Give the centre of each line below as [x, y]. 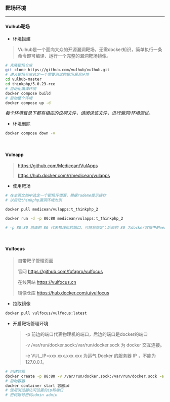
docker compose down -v [30, 133]
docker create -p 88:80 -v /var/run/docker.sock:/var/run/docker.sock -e [85, 376]
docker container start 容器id [37, 386]
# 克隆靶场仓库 [19, 65]
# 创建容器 [15, 371]
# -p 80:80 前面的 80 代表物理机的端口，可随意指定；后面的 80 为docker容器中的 [83, 228]
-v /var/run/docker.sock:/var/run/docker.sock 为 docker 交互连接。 [95, 345]
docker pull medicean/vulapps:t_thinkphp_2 [52, 210]
